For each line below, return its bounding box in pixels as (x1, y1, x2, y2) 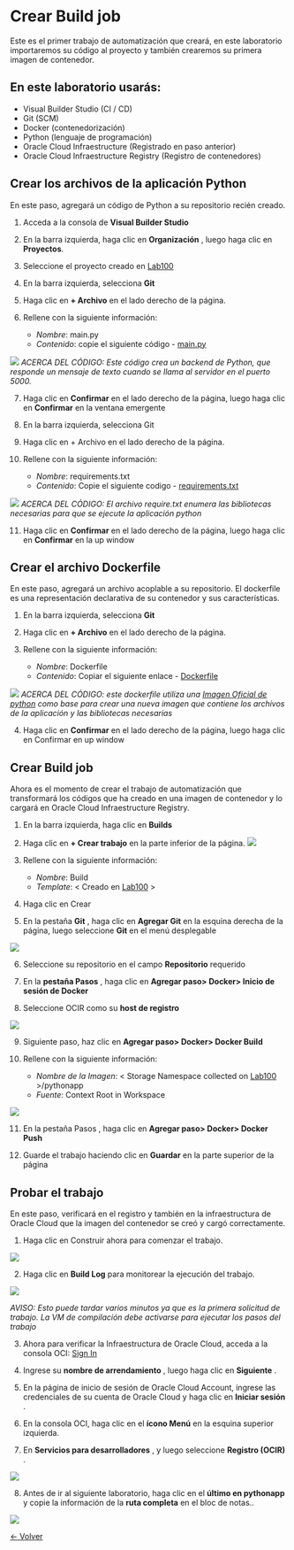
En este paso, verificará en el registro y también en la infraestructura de (10, 1208, 272, 1219)
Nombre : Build (35, 872, 89, 883)
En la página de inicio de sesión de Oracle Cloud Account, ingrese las (22, 1383, 276, 1392)
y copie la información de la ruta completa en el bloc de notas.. (22, 1498, 254, 1508)
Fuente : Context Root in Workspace (35, 1090, 166, 1100)
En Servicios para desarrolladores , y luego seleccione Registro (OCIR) (22, 1445, 286, 1455)
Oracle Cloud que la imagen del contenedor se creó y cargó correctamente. (10, 1218, 286, 1228)
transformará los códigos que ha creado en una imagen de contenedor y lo (10, 793, 283, 804)
